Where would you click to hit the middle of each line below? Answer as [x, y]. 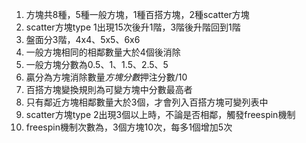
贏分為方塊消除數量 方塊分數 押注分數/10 [106, 77]
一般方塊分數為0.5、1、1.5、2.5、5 [97, 64]
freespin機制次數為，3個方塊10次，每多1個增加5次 [129, 127]
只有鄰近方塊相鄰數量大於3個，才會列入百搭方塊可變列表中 [147, 102]
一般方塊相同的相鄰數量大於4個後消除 [103, 52]
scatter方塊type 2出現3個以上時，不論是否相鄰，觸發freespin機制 [160, 114]
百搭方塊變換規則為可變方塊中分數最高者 [109, 89]
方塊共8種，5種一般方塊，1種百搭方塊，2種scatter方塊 [137, 14]
